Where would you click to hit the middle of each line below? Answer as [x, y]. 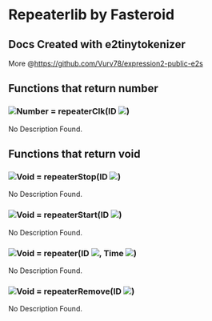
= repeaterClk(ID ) [90, 111]
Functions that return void [74, 154]
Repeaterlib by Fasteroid [91, 15]
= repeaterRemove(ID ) [85, 291]
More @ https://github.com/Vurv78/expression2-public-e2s [106, 63]
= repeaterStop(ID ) [78, 177]
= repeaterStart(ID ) [79, 215]
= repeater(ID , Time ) [86, 253]
